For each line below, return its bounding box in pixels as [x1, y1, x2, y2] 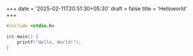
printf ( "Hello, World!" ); [17, 39, 82, 45]
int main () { [6, 33, 39, 39]
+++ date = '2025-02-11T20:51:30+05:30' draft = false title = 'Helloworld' [6, 5, 187, 12]
